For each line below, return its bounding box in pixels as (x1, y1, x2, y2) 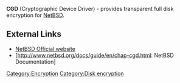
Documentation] (15, 58, 56, 65)
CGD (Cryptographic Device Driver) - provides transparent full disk (6, 5, 174, 12)
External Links (6, 29, 62, 39)
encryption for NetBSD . (6, 12, 65, 19)
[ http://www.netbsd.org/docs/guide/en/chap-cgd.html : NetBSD (15, 51, 175, 59)
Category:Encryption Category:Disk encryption (6, 70, 124, 77)
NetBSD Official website (15, 45, 76, 52)
